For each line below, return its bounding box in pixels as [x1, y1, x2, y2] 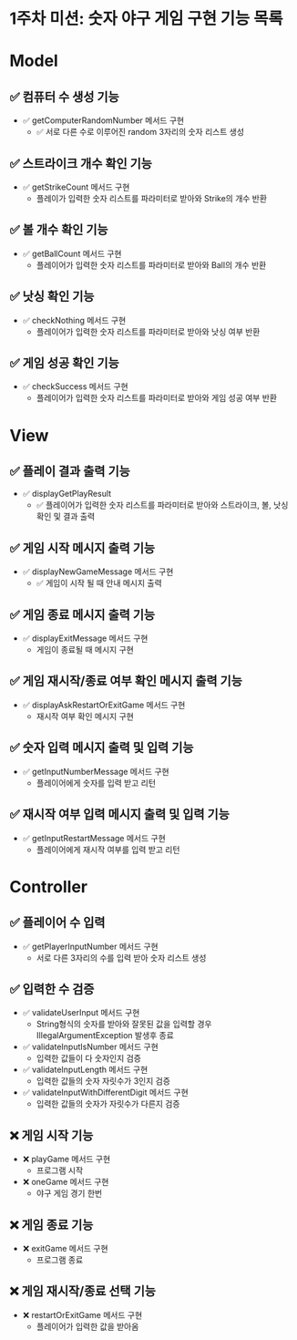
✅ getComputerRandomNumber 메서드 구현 [22, 115, 185, 126]
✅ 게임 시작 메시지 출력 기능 [9, 540, 156, 556]
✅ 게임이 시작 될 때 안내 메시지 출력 [36, 578, 162, 589]
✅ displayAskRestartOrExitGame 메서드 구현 [22, 699, 186, 710]
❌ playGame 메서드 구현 [22, 1154, 111, 1165]
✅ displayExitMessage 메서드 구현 [22, 633, 148, 644]
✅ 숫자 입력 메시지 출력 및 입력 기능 [9, 740, 194, 756]
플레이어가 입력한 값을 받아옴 [36, 1321, 139, 1332]
